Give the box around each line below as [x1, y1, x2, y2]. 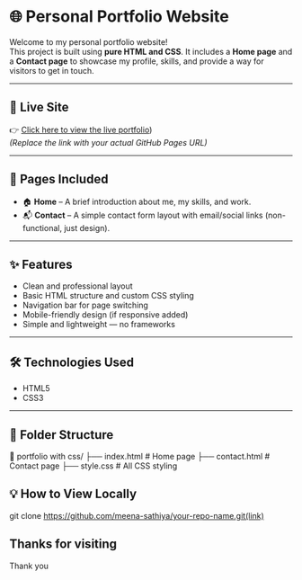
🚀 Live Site [9, 100, 69, 115]
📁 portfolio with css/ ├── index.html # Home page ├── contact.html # [9, 451, 271, 461]
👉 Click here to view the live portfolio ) [9, 124, 153, 135]
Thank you [9, 560, 49, 571]
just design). [64, 222, 111, 233]
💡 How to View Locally [9, 486, 138, 502]
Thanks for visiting [9, 537, 118, 552]
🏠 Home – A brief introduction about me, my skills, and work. [22, 196, 252, 207]
